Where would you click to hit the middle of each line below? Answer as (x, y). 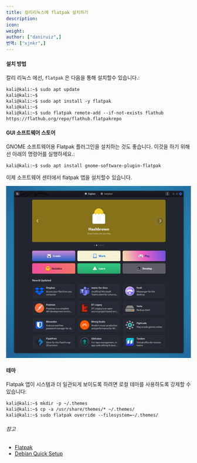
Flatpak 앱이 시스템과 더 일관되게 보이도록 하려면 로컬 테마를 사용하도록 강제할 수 (98, 384)
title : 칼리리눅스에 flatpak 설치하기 (47, 12)
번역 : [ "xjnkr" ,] (26, 43)
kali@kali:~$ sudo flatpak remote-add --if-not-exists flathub (85, 113)
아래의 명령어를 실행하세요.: (43, 154)
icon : (13, 25)
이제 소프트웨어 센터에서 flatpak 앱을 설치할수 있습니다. (69, 178)
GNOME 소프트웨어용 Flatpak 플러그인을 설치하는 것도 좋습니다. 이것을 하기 (93, 147)
